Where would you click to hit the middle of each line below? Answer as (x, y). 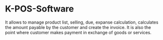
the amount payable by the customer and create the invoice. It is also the (78, 27)
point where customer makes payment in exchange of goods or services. (78, 32)
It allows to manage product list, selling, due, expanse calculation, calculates (82, 22)
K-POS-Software (39, 9)
